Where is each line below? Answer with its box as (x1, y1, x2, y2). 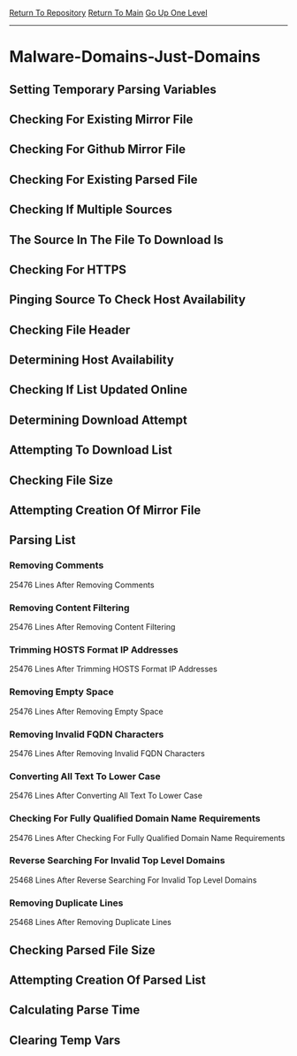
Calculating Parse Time (9, 1003, 141, 1018)
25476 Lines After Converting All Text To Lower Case (9, 791, 203, 801)
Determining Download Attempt (9, 412, 187, 427)
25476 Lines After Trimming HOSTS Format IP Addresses (9, 663, 218, 675)
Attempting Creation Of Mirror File (9, 503, 202, 518)
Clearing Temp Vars (9, 1032, 121, 1047)
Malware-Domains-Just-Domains (9, 47, 261, 67)
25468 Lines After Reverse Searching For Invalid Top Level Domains (9, 875, 257, 885)
